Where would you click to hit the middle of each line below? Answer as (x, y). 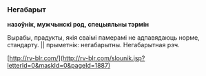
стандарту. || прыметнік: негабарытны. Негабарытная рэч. (94, 45)
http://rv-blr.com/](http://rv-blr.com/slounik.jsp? (77, 58)
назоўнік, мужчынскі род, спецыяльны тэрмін (78, 25)
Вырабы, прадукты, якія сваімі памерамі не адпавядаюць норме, (103, 38)
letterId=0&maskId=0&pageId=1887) (59, 66)
